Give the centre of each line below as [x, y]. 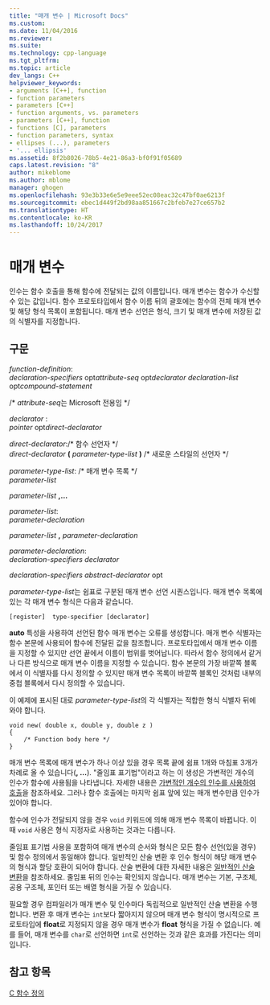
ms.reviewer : [31, 38]
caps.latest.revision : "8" [54, 166]
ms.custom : [27, 23]
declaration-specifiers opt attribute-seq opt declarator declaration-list [124, 377]
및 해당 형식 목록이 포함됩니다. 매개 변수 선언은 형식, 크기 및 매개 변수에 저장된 [131, 311]
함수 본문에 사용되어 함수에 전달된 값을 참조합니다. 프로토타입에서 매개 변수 [126, 642]
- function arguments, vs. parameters [74, 113]
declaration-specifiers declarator [64, 559]
